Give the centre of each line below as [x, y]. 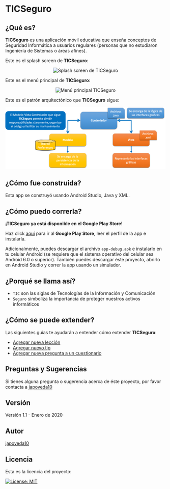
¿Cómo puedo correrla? [44, 211]
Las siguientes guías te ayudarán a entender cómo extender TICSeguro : [81, 332]
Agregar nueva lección [36, 342]
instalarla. [16, 239]
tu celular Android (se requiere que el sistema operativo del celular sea [79, 254]
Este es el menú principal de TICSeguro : [48, 80]
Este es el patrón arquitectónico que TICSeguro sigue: [62, 100]
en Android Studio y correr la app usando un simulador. [63, 265]
